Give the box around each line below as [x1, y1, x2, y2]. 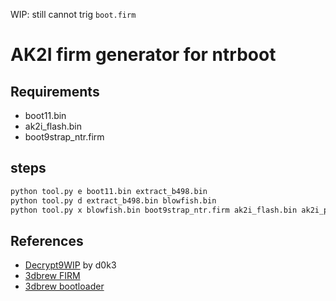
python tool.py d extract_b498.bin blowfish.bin [10, 195, 217, 206]
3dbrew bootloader [24, 280, 105, 293]
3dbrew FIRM [24, 270, 81, 282]
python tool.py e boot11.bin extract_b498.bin [10, 186, 208, 196]
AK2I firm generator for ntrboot [10, 44, 277, 66]
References [10, 232, 84, 249]
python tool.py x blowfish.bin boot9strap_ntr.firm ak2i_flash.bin [10, 205, 298, 215]
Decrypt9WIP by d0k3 [24, 259, 117, 271]
